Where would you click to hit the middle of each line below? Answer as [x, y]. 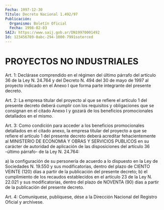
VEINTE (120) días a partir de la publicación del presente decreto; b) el [76, 171]
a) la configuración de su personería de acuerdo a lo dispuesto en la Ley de [82, 161]
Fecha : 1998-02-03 [28, 28]
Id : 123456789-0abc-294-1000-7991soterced [49, 37]
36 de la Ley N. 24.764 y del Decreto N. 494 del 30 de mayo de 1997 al [77, 80]
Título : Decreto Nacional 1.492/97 [41, 14]
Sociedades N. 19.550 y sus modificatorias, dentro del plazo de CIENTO [78, 166]
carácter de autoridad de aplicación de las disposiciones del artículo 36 [77, 146]
